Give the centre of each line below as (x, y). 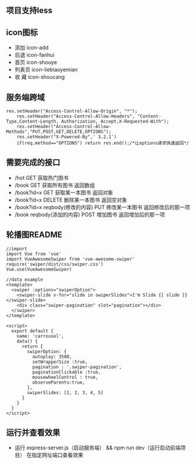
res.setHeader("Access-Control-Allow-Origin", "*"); (72, 111)
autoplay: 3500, (52, 357)
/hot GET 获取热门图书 (41, 177)
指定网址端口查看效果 (57, 455)
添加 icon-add (31, 48)
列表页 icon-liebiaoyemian (46, 70)
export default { (33, 331)
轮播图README (34, 235)
